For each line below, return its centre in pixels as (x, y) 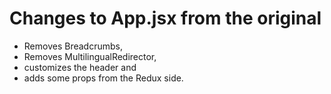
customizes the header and (80, 67)
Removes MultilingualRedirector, (90, 56)
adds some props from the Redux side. (103, 78)
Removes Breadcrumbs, (73, 46)
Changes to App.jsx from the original (165, 18)
